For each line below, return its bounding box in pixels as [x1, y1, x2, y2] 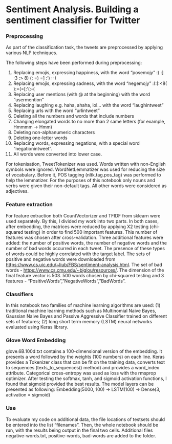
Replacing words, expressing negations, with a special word [13, 140, 140, 146]
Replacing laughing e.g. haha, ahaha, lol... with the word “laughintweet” [13, 102, 164, 108]
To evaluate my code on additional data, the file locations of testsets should [6, 416, 165, 423]
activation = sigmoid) [6, 392, 51, 398]
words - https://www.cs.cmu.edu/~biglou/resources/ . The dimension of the [6, 267, 164, 273]
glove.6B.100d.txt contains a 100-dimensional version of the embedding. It [6, 348, 163, 354]
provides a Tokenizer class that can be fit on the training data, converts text [6, 359, 165, 365]
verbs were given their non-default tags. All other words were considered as [6, 183, 167, 189]
